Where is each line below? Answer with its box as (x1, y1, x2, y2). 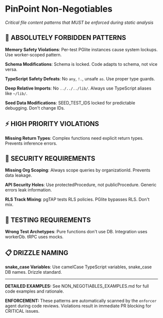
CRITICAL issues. (5, 308, 40, 314)
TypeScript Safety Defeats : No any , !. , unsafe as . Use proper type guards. (5, 75, 155, 81)
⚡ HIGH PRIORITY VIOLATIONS (5, 120, 99, 128)
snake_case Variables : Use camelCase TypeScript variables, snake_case (5, 264, 152, 270)
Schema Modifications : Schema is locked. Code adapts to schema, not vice (5, 61, 158, 67)
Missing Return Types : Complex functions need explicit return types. (5, 135, 144, 141)
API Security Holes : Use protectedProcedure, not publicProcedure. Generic (5, 182, 157, 188)
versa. (5, 66, 18, 72)
